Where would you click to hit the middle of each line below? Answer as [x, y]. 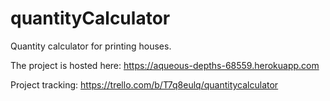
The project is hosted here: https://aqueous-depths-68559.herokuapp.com [165, 65]
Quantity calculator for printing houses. [91, 46]
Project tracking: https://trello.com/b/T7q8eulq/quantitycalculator [144, 84]
